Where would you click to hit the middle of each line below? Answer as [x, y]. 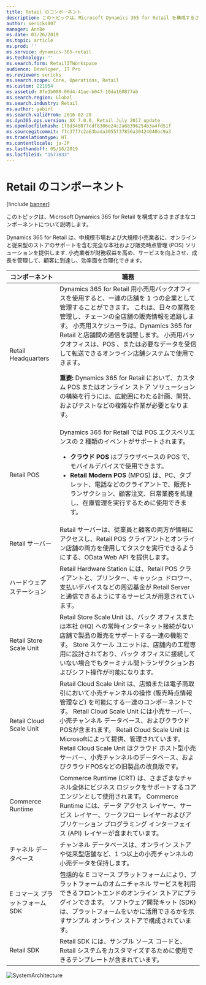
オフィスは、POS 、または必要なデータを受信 [131, 344]
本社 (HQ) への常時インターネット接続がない [130, 626]
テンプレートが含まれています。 [117, 960]
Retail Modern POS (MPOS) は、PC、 [125, 475]
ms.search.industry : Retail [42, 103]
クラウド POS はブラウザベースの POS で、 [132, 457]
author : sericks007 [31, 23]
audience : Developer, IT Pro [44, 69]
